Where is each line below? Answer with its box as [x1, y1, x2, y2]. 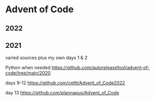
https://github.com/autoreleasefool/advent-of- [51, 65, 150, 71]
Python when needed [5, 65, 51, 71]
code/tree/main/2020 [5, 70, 51, 76]
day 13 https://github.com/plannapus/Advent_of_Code [5, 90, 120, 96]
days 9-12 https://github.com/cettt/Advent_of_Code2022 [5, 80, 125, 86]
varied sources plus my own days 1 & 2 [5, 55, 88, 61]
